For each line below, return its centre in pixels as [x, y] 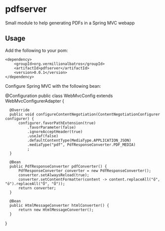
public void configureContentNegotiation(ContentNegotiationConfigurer [85, 114]
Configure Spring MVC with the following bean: [53, 86]
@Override [20, 110]
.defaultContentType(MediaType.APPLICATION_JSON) [79, 140]
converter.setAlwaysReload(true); [54, 175]
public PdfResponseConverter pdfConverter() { [58, 166]
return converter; [37, 188]
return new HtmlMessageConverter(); [56, 210]
